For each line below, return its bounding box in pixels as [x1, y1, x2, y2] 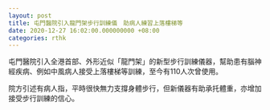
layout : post [8, 11, 52, 20]
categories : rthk [8, 33, 67, 42]
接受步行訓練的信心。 [8, 93, 79, 104]
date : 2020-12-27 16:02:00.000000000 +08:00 [8, 26, 160, 34]
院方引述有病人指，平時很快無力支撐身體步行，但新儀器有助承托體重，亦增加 [8, 84, 262, 93]
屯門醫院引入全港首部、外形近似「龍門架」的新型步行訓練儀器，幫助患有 [8, 57, 247, 66]
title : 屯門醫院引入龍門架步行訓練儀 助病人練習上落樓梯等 [8, 19, 183, 27]
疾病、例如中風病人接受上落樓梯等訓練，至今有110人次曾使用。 [14, 67, 223, 77]
